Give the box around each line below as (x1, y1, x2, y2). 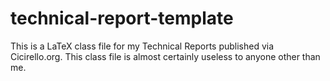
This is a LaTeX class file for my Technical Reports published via (10, 40, 275, 52)
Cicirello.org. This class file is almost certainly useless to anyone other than (10, 50, 321, 62)
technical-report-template (10, 7, 234, 30)
